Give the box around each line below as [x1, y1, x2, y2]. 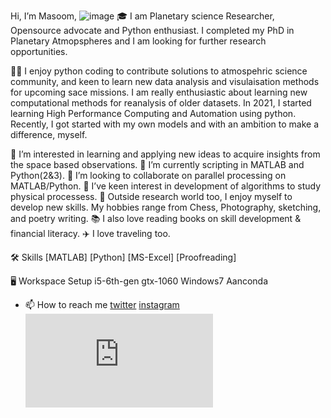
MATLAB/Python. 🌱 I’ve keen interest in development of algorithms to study [10, 180, 322, 192]
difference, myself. [10, 129, 88, 140]
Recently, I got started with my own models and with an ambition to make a [10, 118, 320, 130]
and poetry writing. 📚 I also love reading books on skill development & [10, 213, 302, 224]
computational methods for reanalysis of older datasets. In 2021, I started [10, 97, 312, 109]
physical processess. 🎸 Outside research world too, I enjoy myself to [10, 191, 293, 202]
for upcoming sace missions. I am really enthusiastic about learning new [10, 86, 308, 98]
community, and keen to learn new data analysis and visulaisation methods [10, 76, 320, 87]
